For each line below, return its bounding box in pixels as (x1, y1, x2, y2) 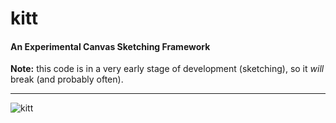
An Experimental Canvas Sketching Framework (10, 40, 211, 52)
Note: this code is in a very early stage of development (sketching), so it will (10, 63, 325, 75)
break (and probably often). (10, 73, 124, 86)
